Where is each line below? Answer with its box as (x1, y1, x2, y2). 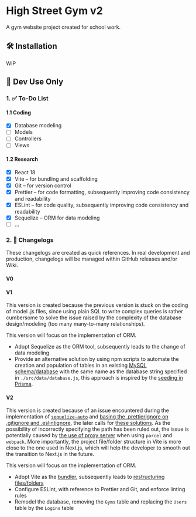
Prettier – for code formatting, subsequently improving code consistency (14, 188, 190, 195)
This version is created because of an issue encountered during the (6, 407, 170, 414)
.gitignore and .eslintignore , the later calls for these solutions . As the (6, 420, 171, 427)
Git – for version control (14, 182, 71, 189)
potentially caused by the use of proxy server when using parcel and (6, 432, 173, 439)
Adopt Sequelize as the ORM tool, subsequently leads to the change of (14, 343, 185, 350)
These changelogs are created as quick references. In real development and (6, 249, 190, 256)
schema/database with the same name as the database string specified (14, 368, 187, 375)
